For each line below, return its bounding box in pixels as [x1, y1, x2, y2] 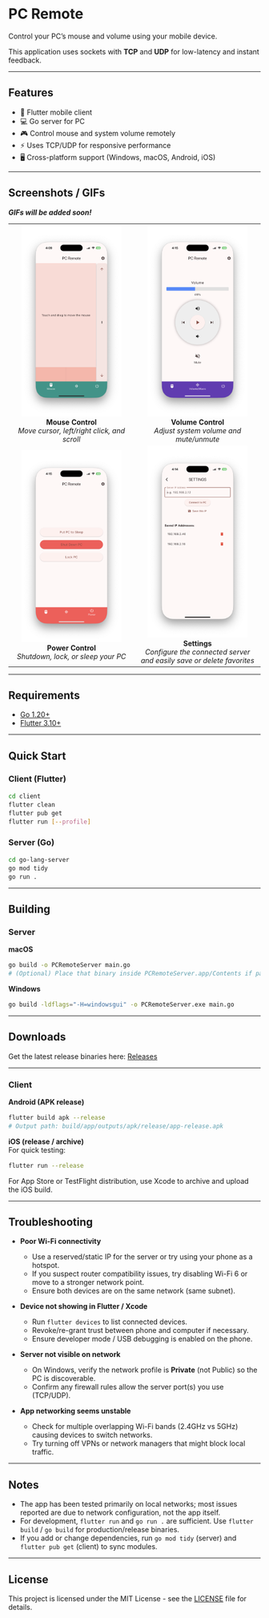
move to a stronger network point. [31, 1278, 145, 1287]
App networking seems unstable [19, 1407, 131, 1416]
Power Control [46, 642, 96, 653]
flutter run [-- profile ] [8, 818, 91, 826]
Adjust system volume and [153, 426, 242, 436]
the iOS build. [8, 1185, 54, 1194]
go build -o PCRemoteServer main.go [8, 961, 130, 969]
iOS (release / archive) [8, 1137, 84, 1146]
